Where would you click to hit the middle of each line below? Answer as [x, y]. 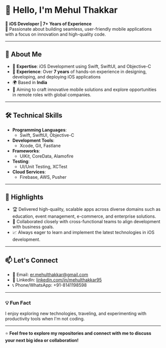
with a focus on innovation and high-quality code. [56, 34]
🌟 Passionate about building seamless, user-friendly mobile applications [79, 29]
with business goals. [33, 227]
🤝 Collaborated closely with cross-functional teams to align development [86, 222]
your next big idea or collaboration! [42, 341]
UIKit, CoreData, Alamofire [46, 156]
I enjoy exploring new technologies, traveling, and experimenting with [76, 313]
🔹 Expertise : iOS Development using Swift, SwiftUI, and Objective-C [82, 66]
